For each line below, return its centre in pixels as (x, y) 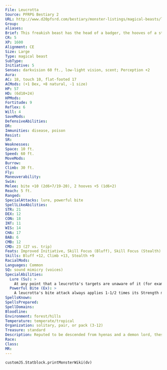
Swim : (11, 182)
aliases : (14, 28)
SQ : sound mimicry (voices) (34, 270)
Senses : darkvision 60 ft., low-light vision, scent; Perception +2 (78, 70)
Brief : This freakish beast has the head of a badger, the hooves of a (81, 33)
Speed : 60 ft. (20, 154)
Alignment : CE (20, 47)
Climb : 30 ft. (20, 168)
